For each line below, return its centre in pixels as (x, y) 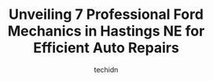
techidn (106, 69)
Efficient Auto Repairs (106, 48)
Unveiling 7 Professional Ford (106, 15)
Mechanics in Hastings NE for (106, 31)
